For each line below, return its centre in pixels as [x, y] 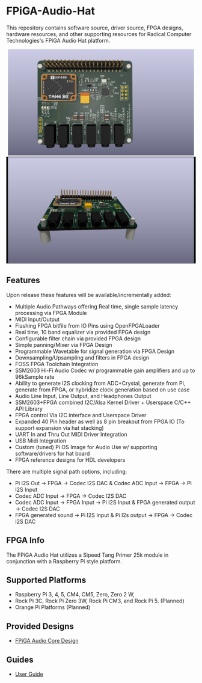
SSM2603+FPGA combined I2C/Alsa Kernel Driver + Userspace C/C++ [103, 402]
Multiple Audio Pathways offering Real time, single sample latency [96, 306]
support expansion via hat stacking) [59, 427]
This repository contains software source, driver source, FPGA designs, [95, 28]
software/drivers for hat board [52, 453]
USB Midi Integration [41, 441]
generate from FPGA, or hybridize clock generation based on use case [102, 390]
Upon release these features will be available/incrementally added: [89, 295]
